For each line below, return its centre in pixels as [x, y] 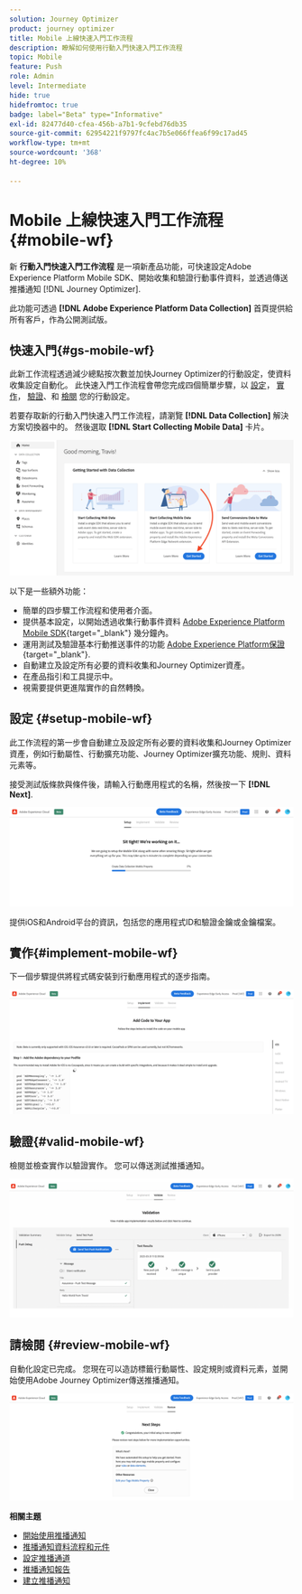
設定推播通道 [46, 1558]
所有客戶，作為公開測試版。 [61, 319]
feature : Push [36, 67]
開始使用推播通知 [54, 1535]
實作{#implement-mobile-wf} [94, 953]
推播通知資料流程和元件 [66, 1546]
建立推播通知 [46, 1580]
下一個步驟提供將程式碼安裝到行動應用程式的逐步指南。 [112, 977]
